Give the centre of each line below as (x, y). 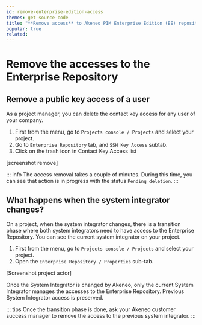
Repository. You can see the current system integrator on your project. (93, 237)
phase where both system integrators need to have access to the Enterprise (100, 230)
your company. (25, 120)
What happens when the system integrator (88, 200)
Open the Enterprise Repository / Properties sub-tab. (84, 261)
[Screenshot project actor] (39, 273)
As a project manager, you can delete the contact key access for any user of (101, 114)
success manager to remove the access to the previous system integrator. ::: (101, 315)
